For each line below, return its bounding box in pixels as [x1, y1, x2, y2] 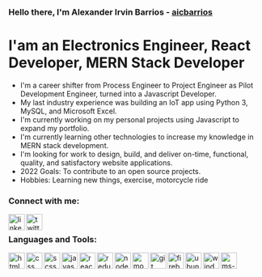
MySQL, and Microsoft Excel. [19, 106, 117, 116]
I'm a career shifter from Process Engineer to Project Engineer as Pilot [19, 80, 253, 90]
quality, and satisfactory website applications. [19, 157, 173, 168]
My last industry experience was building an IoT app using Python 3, [19, 97, 248, 107]
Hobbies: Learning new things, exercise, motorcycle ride [19, 175, 209, 185]
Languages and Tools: [8, 234, 97, 245]
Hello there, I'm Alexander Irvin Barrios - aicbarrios [8, 6, 213, 18]
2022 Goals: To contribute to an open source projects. [19, 166, 201, 176]
